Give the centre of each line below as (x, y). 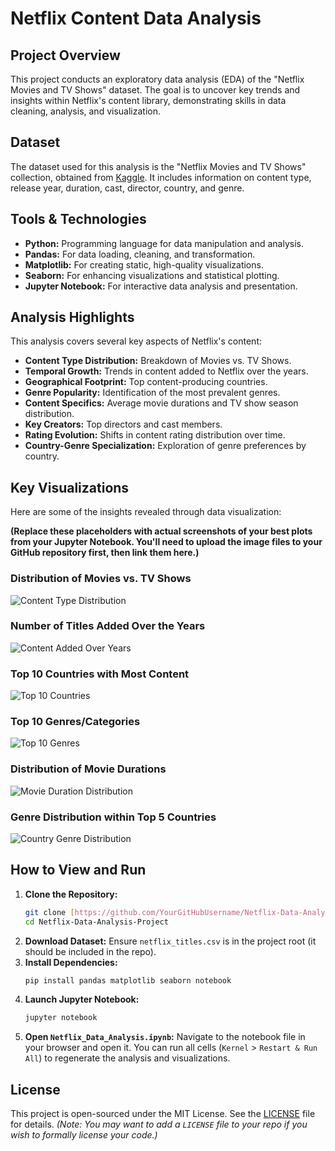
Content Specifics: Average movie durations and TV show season (161, 403)
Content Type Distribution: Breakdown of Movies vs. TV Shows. (158, 361)
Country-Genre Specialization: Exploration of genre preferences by (165, 446)
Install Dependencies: (71, 962)
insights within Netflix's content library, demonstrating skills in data (148, 100)
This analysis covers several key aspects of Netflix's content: (136, 341)
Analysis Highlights (72, 317)
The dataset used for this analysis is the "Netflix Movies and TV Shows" (158, 166)
